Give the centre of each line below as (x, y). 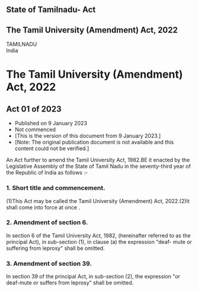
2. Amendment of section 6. (47, 223)
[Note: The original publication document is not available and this (94, 142)
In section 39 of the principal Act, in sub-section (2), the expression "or (93, 277)
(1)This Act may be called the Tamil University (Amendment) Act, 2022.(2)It (98, 201)
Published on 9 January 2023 (51, 123)
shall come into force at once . (43, 207)
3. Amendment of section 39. (49, 264)
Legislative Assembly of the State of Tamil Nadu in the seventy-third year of (98, 166)
